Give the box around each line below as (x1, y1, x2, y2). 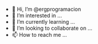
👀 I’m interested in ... (11, 12, 62, 19)
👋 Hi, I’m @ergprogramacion (11, 6, 81, 12)
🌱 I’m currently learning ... (11, 18, 75, 25)
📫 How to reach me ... (11, 32, 67, 38)
